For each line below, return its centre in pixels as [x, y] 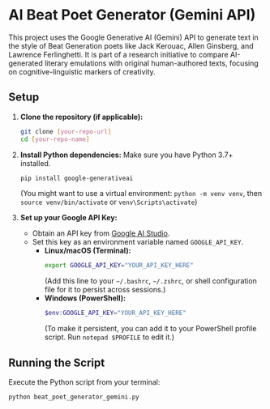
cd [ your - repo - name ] [55, 139]
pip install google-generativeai [77, 178]
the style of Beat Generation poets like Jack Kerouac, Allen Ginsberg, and [131, 45]
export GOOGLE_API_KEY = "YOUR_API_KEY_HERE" [119, 266]
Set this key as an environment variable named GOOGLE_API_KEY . [138, 242]
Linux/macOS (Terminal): [88, 251]
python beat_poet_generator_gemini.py [74, 397]
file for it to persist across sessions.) [105, 290]
